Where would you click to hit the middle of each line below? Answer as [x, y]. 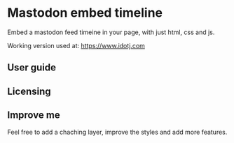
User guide [32, 68]
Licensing [29, 91]
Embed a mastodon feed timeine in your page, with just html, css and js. [111, 32]
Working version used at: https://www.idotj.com [76, 45]
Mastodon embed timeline [85, 13]
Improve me [34, 115]
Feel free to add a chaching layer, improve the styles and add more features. [117, 132]
